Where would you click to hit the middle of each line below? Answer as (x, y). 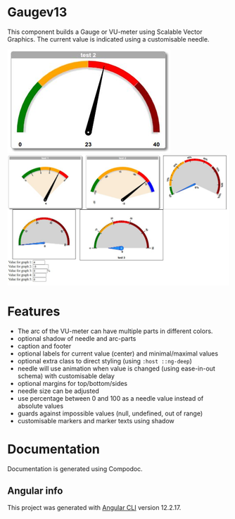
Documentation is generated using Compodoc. (75, 468)
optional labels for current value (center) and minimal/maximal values (118, 354)
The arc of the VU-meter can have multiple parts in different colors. (115, 331)
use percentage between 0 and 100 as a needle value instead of (110, 398)
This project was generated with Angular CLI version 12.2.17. (94, 508)
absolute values (40, 406)
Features (34, 311)
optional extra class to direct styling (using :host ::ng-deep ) (104, 361)
